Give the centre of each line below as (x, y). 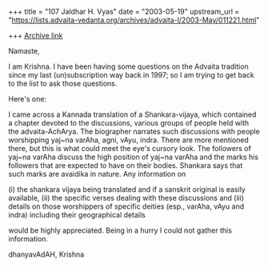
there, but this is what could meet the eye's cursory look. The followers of (130, 148)
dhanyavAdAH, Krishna (46, 254)
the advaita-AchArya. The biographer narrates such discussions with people (134, 132)
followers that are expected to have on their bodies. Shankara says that (126, 165)
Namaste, (24, 51)
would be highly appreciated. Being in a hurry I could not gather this (120, 230)
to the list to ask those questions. (63, 84)
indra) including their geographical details (77, 215)
